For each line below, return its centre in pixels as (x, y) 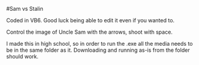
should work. (23, 56)
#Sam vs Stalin (25, 9)
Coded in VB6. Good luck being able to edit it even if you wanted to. (90, 20)
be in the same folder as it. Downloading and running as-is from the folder (98, 50)
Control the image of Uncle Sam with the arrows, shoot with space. (90, 32)
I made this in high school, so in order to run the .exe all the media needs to (99, 44)
